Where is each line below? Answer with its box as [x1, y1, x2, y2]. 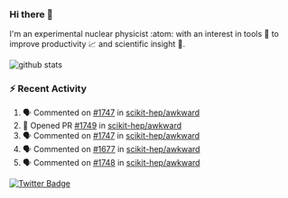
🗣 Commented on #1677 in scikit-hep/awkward [22, 143, 200, 154]
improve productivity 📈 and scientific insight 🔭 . [9, 39, 186, 49]
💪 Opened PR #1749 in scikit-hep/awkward [22, 120, 182, 130]
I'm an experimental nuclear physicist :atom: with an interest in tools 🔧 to [9, 29, 280, 40]
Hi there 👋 [9, 8, 54, 21]
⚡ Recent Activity [9, 83, 88, 95]
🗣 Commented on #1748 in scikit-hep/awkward [22, 157, 200, 167]
